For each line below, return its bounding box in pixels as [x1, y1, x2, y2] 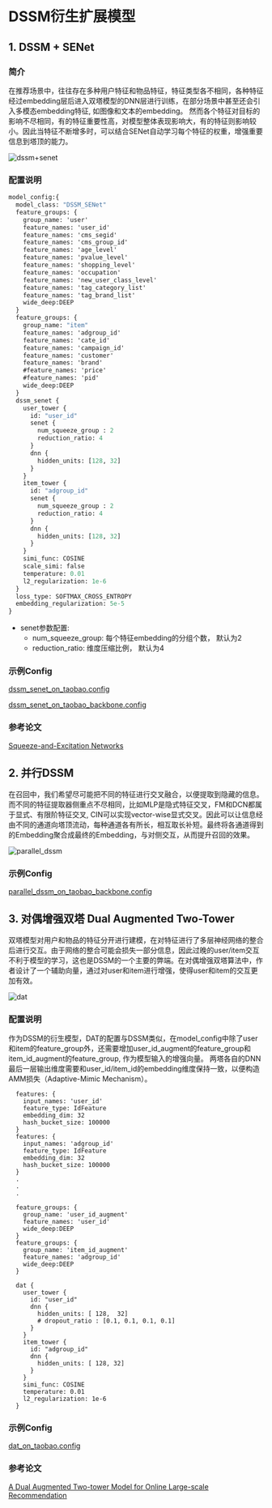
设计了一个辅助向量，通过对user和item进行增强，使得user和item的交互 [15, 965, 251, 975]
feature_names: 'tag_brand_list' [23, 291, 136, 300]
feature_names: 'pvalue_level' [23, 253, 129, 262]
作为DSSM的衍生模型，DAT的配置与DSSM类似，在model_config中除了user [8, 1033, 258, 1043]
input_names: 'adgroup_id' [23, 1140, 114, 1148]
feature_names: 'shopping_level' [23, 261, 136, 270]
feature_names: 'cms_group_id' [23, 238, 129, 247]
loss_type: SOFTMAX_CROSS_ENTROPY [15, 592, 132, 600]
